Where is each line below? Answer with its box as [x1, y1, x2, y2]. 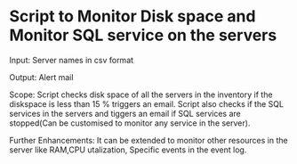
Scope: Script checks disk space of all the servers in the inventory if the [9, 89, 273, 100]
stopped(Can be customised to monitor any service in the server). [9, 118, 251, 128]
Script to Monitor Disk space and [9, 6, 256, 27]
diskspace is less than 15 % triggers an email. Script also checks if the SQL [9, 98, 285, 109]
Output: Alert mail [9, 71, 74, 82]
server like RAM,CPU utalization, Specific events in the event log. [9, 144, 247, 155]
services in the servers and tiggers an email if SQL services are [9, 108, 242, 119]
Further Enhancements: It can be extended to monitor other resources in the [9, 135, 288, 145]
